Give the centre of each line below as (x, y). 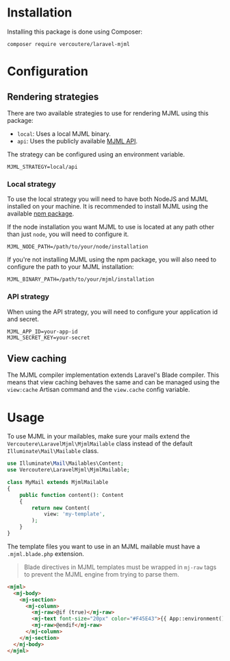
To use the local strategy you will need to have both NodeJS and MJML (108, 199)
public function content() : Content (72, 495)
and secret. (23, 319)
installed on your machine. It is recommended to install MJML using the (108, 207)
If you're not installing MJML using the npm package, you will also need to (112, 259)
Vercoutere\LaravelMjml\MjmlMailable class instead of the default (100, 443)
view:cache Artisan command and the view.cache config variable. (99, 390)
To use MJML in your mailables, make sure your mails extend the (99, 437)
